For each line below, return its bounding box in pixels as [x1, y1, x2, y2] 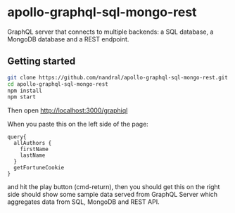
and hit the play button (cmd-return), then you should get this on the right [7, 183, 220, 191]
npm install [7, 87, 42, 94]
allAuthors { [13, 140, 52, 147]
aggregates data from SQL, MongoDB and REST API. [7, 198, 160, 206]
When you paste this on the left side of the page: [7, 120, 149, 129]
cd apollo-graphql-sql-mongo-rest [7, 80, 109, 88]
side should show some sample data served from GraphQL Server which [7, 191, 218, 199]
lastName [20, 152, 46, 159]
